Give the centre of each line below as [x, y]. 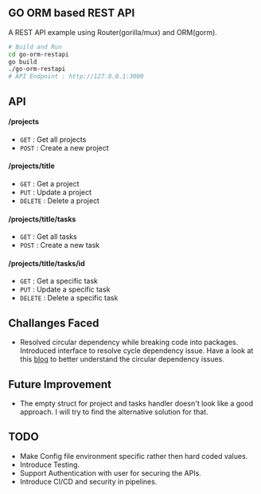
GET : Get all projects [53, 139]
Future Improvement [60, 384]
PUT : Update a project [56, 192]
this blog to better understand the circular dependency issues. [122, 359]
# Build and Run [35, 47]
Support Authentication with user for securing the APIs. [110, 472]
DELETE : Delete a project [59, 200]
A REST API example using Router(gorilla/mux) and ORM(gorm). [113, 32]
